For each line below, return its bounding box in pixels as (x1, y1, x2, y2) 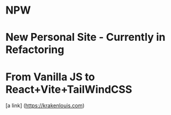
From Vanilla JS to (5, 70, 95, 83)
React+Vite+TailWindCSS (5, 83, 133, 96)
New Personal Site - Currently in (5, 31, 166, 44)
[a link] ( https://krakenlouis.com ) (5, 102, 85, 109)
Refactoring (5, 43, 65, 57)
